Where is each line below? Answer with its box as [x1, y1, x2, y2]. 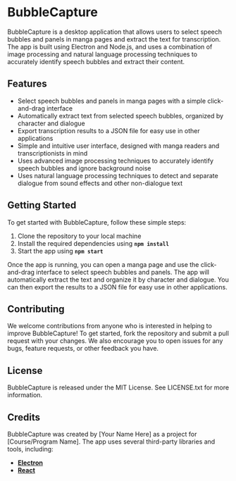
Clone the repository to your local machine [17, 232, 142, 240]
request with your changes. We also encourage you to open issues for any [7, 337, 223, 345]
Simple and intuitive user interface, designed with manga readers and [17, 142, 220, 150]
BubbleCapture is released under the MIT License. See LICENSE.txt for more [7, 383, 230, 392]
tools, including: [7, 445, 54, 453]
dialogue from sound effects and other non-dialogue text [17, 179, 183, 187]
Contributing [7, 303, 65, 315]
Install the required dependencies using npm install [17, 239, 169, 247]
